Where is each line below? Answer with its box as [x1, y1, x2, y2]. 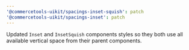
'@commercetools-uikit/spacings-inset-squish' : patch [6, 8, 144, 15]
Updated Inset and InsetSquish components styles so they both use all [6, 30, 184, 37]
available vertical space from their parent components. [6, 37, 142, 44]
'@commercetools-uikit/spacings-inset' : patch [6, 14, 125, 20]
